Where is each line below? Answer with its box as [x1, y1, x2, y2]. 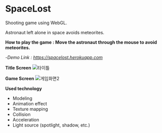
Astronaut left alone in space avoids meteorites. [5, 29, 104, 35]
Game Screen [5, 75, 34, 81]
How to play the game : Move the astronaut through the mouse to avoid [5, 39, 157, 45]
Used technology [5, 85, 42, 91]
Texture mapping [12, 106, 48, 112]
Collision [12, 111, 31, 117]
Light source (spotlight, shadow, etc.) [12, 122, 90, 128]
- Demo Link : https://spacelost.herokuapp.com [5, 54, 103, 60]
